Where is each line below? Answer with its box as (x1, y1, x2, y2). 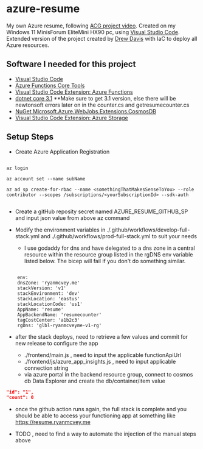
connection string (24, 364, 69, 372)
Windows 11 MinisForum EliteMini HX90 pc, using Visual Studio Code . (6, 28, 180, 35)
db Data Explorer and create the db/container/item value (24, 377, 165, 384)
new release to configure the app (15, 339, 98, 347)
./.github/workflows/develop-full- (106, 226, 190, 233)
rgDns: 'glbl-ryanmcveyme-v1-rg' (17, 322, 102, 328)
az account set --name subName (6, 175, 86, 182)
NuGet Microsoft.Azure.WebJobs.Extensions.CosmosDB (15, 107, 157, 115)
